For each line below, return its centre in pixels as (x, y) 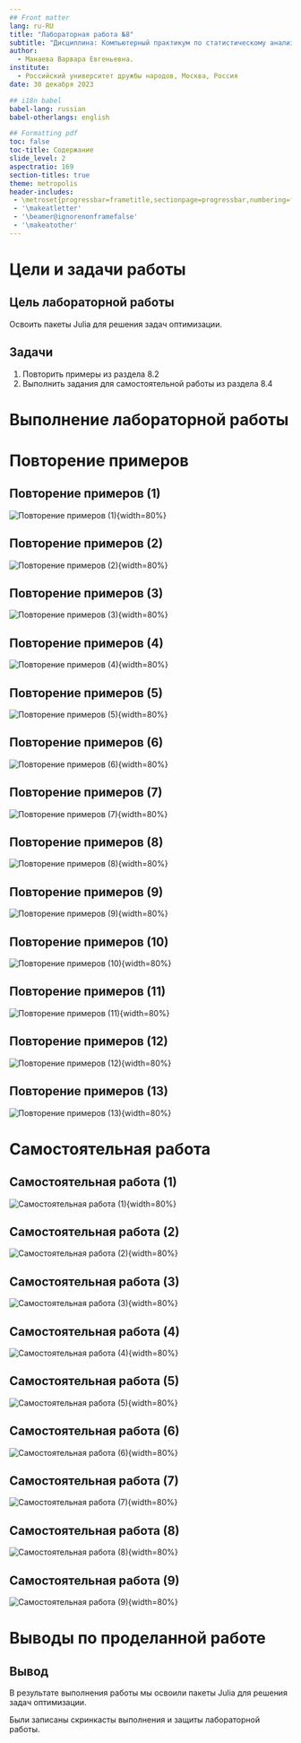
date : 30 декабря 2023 (52, 84)
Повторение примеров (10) (89, 941)
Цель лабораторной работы (92, 303)
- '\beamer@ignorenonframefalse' (76, 217)
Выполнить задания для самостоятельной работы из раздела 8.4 (147, 383)
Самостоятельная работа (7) (94, 1481)
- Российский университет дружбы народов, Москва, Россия (128, 76)
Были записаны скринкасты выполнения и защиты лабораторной (135, 1720)
